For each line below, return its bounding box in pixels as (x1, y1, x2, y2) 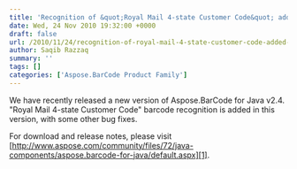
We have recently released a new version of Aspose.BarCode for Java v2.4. (9, 95, 286, 105)
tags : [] (9, 63, 42, 72)
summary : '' (9, 54, 53, 63)
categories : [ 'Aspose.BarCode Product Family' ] (9, 71, 188, 80)
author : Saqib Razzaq (9, 46, 89, 55)
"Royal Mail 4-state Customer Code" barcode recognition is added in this (9, 104, 276, 115)
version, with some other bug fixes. (9, 113, 138, 124)
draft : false (9, 29, 57, 38)
